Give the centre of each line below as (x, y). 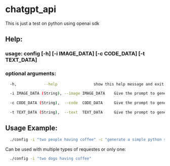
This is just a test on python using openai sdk (52, 23)
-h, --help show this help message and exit (87, 84)
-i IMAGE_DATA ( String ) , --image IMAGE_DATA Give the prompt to (82, 94)
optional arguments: (31, 73)
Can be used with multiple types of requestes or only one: (66, 149)
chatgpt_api (31, 9)
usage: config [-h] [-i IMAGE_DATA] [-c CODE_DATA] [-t (75, 54)
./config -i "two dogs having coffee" (51, 159)
